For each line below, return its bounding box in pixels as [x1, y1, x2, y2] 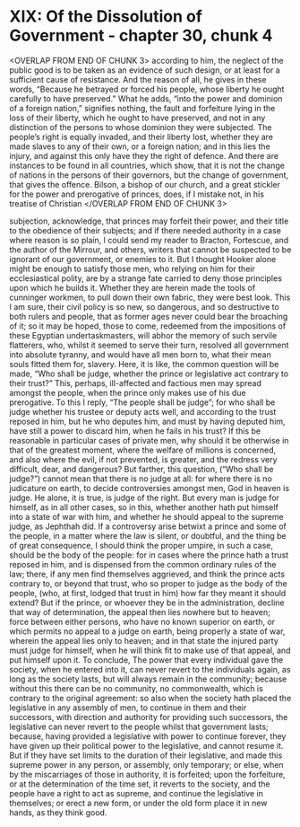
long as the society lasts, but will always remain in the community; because [9, 673, 287, 684]
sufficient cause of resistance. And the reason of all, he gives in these [9, 74, 267, 84]
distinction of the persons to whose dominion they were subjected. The [9, 121, 272, 132]
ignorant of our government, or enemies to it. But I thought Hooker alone [9, 253, 277, 264]
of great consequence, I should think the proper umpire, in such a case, [9, 540, 273, 550]
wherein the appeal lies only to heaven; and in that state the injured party [9, 635, 279, 646]
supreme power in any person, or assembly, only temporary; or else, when [9, 759, 284, 770]
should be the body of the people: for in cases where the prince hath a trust [9, 550, 289, 560]
